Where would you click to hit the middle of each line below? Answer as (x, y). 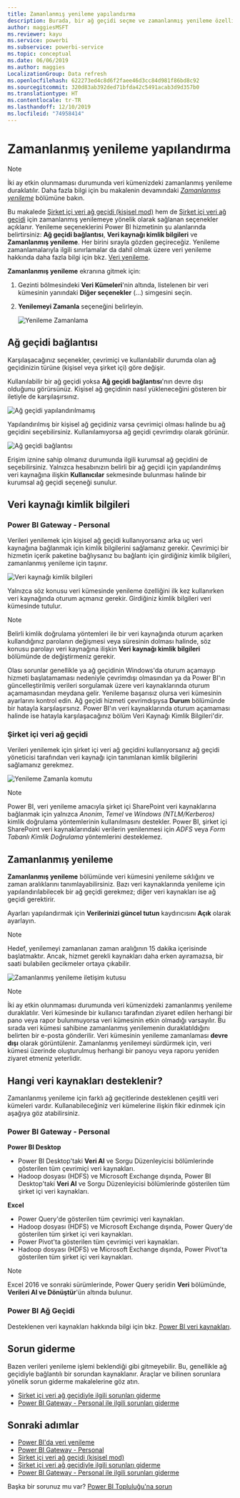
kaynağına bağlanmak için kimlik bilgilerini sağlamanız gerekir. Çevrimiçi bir (118, 548)
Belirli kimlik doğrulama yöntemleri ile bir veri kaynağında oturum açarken (115, 634)
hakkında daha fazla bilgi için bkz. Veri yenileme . (79, 257)
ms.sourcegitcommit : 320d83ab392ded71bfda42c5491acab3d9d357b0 (104, 87)
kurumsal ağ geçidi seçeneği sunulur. (62, 482)
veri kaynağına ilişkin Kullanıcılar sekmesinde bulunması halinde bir (107, 474)
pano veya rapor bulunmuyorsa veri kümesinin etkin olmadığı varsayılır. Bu (117, 1020)
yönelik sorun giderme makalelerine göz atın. (74, 1381)
